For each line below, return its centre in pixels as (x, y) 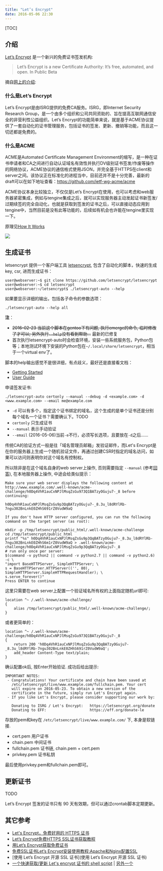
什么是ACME (20, 146)
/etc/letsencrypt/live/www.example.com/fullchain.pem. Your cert (79, 685)
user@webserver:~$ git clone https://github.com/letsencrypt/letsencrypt (81, 280)
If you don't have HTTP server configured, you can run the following (78, 517)
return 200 (25, 644)
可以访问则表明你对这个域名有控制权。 (47, 457)
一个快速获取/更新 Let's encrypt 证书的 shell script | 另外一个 (73, 863)
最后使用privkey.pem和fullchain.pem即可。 (48, 764)
